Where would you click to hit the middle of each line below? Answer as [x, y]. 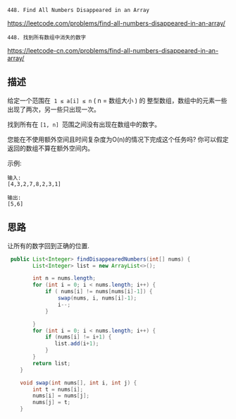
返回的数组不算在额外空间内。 [50, 148]
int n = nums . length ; [64, 278]
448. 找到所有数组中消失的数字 [47, 37]
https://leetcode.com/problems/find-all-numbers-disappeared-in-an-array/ [116, 23]
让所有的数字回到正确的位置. [49, 246]
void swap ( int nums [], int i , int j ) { [79, 383]
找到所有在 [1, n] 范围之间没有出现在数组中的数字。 [84, 124]
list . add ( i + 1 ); [77, 344]
